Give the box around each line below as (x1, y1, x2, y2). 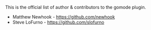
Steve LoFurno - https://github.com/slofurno (12, 19, 104, 25)
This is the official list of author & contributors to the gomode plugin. (5, 4, 146, 10)
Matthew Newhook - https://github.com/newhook (12, 14, 115, 19)
